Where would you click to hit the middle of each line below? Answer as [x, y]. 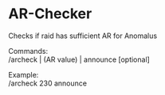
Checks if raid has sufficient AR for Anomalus [83, 36]
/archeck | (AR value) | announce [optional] [79, 59]
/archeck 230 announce [48, 83]
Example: [24, 74]
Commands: [28, 51]
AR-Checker [50, 14]
